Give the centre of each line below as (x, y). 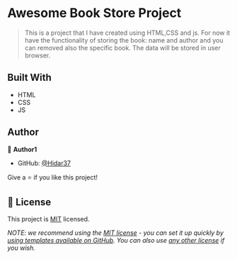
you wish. (21, 248)
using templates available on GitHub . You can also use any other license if (116, 241)
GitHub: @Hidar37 (44, 163)
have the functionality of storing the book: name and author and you (124, 40)
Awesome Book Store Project (94, 13)
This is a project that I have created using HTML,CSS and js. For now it (127, 33)
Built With (29, 78)
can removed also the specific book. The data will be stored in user (122, 48)
